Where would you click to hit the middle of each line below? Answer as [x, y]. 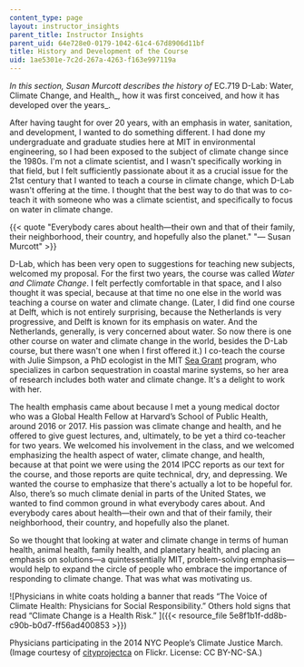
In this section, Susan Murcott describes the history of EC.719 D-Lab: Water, [152, 86]
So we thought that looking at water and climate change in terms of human [149, 540]
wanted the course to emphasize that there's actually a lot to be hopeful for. [151, 484]
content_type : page [46, 18]
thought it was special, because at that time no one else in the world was [146, 293]
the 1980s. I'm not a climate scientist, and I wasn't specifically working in [146, 161]
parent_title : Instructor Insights [77, 34]
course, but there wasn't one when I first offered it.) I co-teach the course [147, 351]
